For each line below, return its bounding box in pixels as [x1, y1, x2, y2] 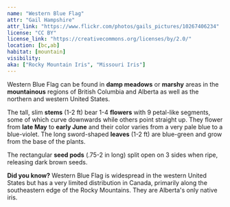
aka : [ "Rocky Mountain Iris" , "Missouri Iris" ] [7, 61, 146, 68]
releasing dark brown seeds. [7, 157, 88, 166]
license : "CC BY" [7, 29, 57, 36]
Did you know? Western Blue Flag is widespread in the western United [7, 171, 207, 179]
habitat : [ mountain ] [7, 49, 67, 56]
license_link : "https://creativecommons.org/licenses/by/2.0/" [7, 36, 192, 43]
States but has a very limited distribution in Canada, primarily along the [7, 178, 208, 186]
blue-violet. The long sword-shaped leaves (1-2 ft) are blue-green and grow [7, 130, 222, 138]
